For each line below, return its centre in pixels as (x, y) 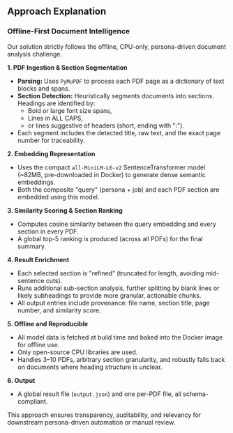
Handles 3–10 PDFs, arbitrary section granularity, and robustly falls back (121, 359)
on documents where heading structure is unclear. (90, 367)
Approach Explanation (57, 12)
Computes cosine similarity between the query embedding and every (116, 224)
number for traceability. (51, 140)
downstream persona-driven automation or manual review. (91, 422)
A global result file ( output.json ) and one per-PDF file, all (99, 394)
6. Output (21, 380)
